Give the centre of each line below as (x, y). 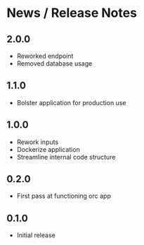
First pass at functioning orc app (64, 196)
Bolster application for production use (71, 102)
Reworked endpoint (45, 56)
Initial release (36, 235)
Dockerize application (48, 149)
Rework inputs (38, 142)
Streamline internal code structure (66, 157)
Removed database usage (54, 64)
